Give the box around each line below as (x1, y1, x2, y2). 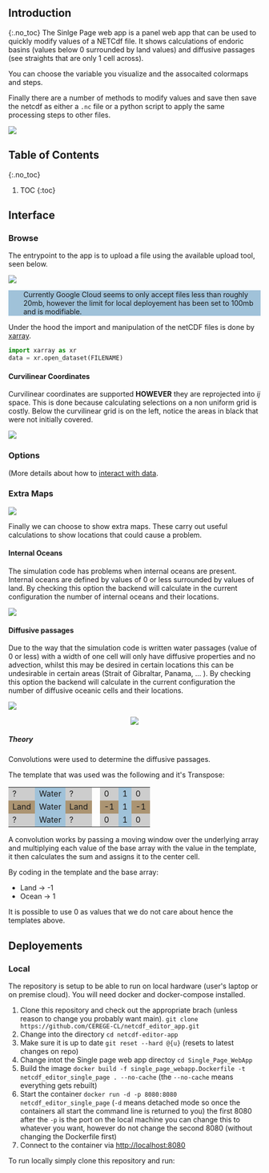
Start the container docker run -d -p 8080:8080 (19, 1089, 178, 1098)
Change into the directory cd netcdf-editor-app (19, 1029, 179, 1039)
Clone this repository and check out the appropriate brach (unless (19, 1005, 238, 1015)
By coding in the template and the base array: (8, 867, 159, 878)
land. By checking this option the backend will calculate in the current (8, 584, 238, 593)
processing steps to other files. (8, 110, 110, 120)
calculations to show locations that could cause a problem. (8, 530, 203, 540)
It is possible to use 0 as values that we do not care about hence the (8, 907, 234, 917)
